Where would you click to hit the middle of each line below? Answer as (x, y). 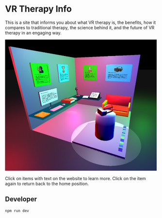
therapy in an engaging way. (33, 33)
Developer (21, 199)
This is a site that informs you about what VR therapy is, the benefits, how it (81, 22)
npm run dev (17, 211)
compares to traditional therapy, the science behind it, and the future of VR (80, 27)
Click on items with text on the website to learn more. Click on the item (76, 179)
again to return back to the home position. (47, 184)
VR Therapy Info (38, 9)
